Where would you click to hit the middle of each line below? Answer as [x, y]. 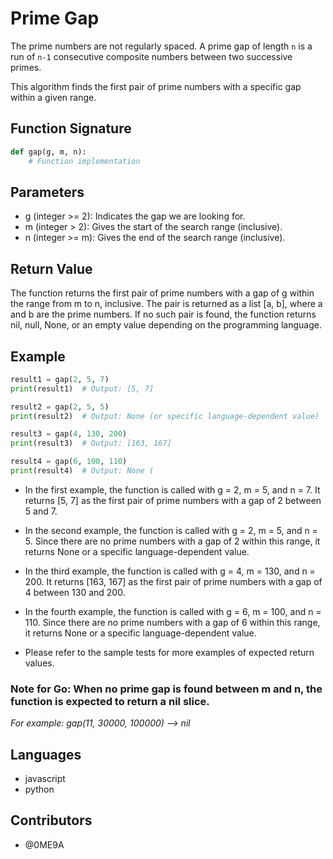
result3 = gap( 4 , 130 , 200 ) [69, 434]
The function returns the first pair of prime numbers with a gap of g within [162, 293]
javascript [45, 779]
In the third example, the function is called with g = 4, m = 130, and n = [170, 571]
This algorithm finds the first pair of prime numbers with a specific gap [156, 86]
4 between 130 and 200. [75, 592]
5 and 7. [41, 511]
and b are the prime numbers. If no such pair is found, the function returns [163, 314]
